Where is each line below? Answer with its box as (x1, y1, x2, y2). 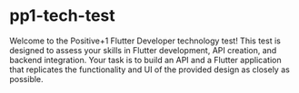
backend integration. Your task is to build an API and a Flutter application (9, 54, 282, 65)
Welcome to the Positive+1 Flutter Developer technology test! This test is (9, 35, 282, 46)
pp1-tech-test (9, 5, 115, 26)
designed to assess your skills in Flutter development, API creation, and (9, 44, 277, 55)
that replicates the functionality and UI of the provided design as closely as (9, 64, 291, 75)
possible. (9, 73, 44, 84)
